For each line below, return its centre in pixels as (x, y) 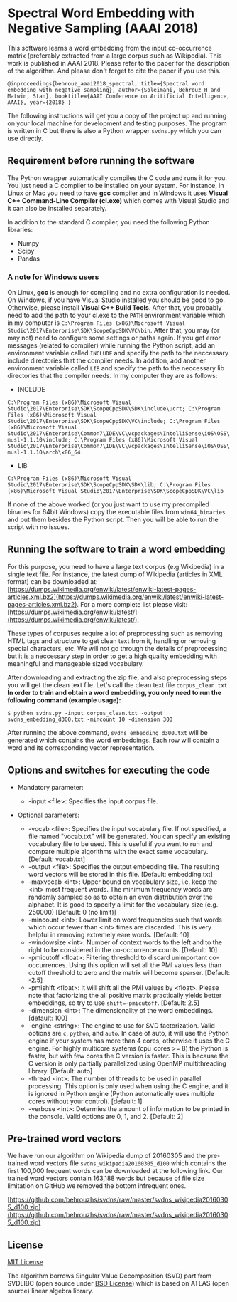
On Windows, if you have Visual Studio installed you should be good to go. (116, 300)
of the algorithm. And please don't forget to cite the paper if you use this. (114, 71)
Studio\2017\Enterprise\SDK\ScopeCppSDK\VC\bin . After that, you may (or (114, 330)
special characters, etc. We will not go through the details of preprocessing (117, 648)
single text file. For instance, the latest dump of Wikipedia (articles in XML (115, 574)
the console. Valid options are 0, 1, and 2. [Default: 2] (106, 1116)
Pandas (29, 259)
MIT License (26, 1262)
